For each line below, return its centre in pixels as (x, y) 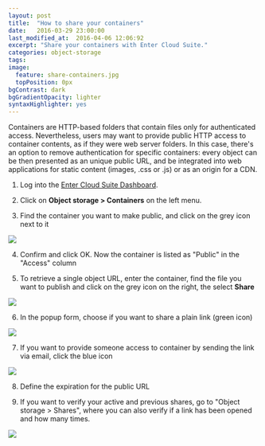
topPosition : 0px (44, 82)
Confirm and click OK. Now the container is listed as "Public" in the (130, 255)
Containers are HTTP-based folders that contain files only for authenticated (132, 127)
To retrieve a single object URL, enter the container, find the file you (131, 279)
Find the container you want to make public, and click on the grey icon (135, 216)
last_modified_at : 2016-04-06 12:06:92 (76, 38)
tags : (17, 61)
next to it (34, 225)
